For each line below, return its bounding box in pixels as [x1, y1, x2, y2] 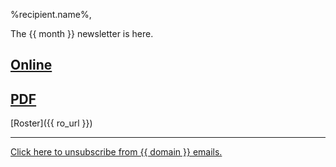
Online [10, 57, 53, 74]
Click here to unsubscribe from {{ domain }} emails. [10, 146, 223, 158]
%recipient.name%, [10, 9, 92, 20]
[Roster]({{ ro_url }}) [10, 117, 93, 129]
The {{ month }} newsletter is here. [10, 28, 154, 39]
